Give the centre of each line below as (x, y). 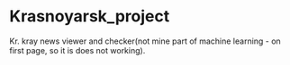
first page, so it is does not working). (77, 50)
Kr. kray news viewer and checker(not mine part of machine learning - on (145, 41)
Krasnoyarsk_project (90, 16)
